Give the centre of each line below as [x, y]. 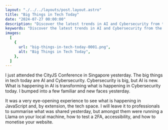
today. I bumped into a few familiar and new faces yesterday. [68, 91]
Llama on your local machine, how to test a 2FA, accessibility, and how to [80, 117]
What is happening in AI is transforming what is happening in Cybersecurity [83, 86]
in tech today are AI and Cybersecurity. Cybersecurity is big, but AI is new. [82, 80]
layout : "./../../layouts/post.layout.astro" [53, 10]
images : [13, 33]
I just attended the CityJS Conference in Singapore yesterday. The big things [84, 75]
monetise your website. [29, 122]
